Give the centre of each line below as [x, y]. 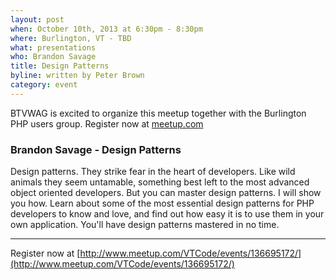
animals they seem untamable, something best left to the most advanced [160, 182]
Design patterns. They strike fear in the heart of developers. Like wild [153, 172]
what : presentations [53, 47]
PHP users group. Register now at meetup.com [107, 123]
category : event [44, 85]
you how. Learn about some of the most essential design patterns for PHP [162, 203]
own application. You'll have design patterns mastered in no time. [145, 225]
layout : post [37, 19]
